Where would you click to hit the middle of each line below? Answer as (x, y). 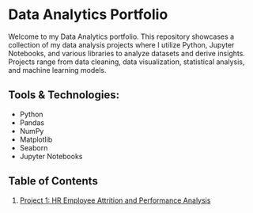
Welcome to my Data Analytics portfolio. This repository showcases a (121, 36)
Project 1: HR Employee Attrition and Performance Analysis (115, 200)
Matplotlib (36, 139)
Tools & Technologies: (64, 95)
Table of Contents (53, 181)
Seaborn (34, 147)
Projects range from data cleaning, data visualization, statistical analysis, (126, 62)
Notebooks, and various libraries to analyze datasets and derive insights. (126, 53)
